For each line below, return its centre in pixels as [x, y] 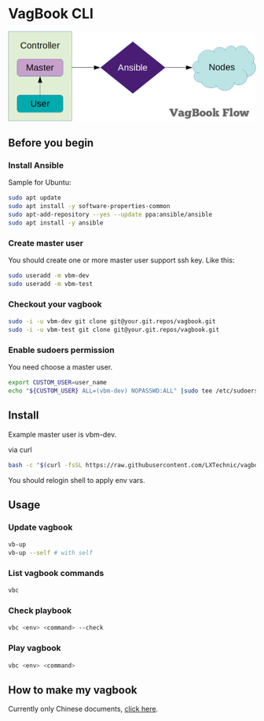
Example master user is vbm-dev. [62, 434]
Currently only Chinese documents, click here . [83, 709]
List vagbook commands [56, 573]
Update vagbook [40, 527]
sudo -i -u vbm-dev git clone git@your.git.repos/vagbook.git [112, 321]
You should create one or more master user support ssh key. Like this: [121, 260]
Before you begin [51, 143]
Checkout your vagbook [55, 304]
